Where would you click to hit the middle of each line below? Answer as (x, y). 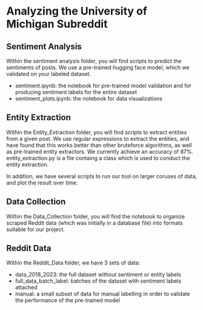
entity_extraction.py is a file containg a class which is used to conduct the (98, 158)
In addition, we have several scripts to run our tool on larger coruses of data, (102, 176)
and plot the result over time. (42, 183)
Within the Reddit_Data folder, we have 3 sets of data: (73, 263)
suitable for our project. (36, 229)
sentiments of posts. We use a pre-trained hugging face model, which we (98, 67)
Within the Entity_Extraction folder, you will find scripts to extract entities (97, 132)
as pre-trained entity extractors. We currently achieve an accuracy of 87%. (100, 151)
